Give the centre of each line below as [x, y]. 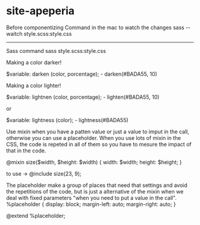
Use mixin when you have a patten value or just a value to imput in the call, [98, 132]
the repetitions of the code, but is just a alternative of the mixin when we [95, 191]
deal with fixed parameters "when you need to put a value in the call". [91, 198]
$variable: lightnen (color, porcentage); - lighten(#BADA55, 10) [83, 97]
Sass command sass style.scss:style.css [56, 51]
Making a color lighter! [34, 85]
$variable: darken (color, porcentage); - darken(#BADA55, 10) [82, 74]
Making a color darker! [34, 62]
